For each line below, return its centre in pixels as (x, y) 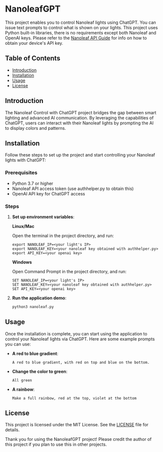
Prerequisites (21, 173)
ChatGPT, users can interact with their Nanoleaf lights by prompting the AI (79, 123)
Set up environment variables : (43, 217)
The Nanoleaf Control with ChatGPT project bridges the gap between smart (81, 112)
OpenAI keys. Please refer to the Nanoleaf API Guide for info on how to (76, 38)
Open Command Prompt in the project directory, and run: (69, 271)
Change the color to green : (40, 371)
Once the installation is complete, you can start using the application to (76, 333)
